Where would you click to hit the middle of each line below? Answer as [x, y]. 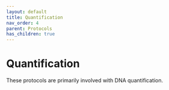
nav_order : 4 [23, 23]
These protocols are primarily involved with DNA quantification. [85, 80]
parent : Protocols [29, 28]
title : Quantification [35, 17]
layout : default [26, 12]
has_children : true [31, 34]
